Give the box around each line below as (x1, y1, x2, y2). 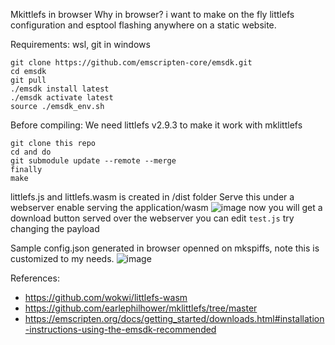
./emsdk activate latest (10, 93, 114, 103)
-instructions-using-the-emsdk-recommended (24, 324, 217, 335)
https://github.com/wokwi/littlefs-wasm (24, 292, 188, 303)
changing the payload (10, 223, 100, 234)
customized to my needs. (10, 253, 115, 264)
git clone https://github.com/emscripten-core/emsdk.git (10, 58, 253, 68)
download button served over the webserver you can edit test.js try (10, 212, 295, 224)
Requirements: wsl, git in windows (10, 39, 151, 50)
